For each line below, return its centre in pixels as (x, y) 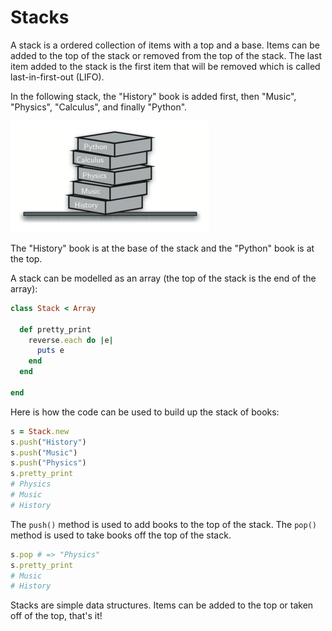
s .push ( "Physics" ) (48, 463)
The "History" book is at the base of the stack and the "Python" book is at (162, 248)
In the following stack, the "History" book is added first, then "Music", (153, 96)
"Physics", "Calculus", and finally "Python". (99, 107)
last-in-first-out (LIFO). (57, 77)
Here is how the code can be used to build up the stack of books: (145, 412)
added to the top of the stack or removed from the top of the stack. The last (166, 55)
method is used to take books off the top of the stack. (121, 535)
